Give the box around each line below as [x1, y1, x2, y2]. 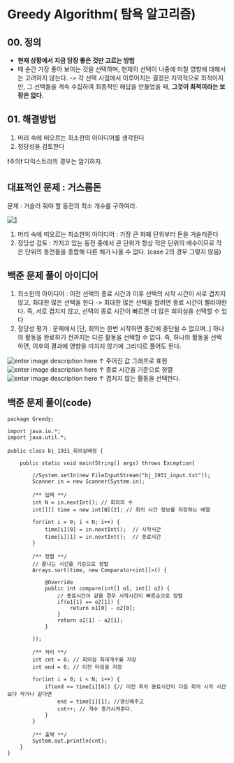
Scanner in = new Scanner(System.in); [32, 478, 145, 486]
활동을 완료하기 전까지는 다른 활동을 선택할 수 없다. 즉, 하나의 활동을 [24, 333, 210, 342]
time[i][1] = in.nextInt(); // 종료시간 [44, 534, 161, 541]
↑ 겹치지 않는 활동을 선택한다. [98, 375, 181, 383]
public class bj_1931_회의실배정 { [7, 448, 103, 455]
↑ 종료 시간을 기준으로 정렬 [98, 365, 173, 374]
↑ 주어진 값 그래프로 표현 [98, 357, 168, 365]
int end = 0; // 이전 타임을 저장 [32, 664, 122, 671]
